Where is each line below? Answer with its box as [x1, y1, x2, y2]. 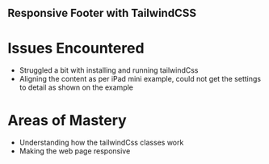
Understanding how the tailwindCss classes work [19, 137, 184, 148]
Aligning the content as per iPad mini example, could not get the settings [19, 74, 262, 84]
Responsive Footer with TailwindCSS [7, 6, 197, 20]
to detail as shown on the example [19, 82, 134, 92]
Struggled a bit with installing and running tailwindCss [19, 65, 199, 75]
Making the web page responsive [19, 146, 131, 156]
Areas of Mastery [7, 111, 127, 129]
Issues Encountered [7, 39, 145, 57]
